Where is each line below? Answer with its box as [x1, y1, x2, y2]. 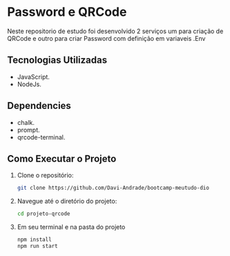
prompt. [17, 126, 40, 134]
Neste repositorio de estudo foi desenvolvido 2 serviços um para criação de [7, 27, 224, 35]
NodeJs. [17, 80, 41, 88]
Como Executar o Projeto [7, 152, 117, 164]
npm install [17, 236, 52, 244]
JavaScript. [17, 72, 50, 81]
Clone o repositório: [17, 171, 74, 179]
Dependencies [7, 100, 71, 112]
